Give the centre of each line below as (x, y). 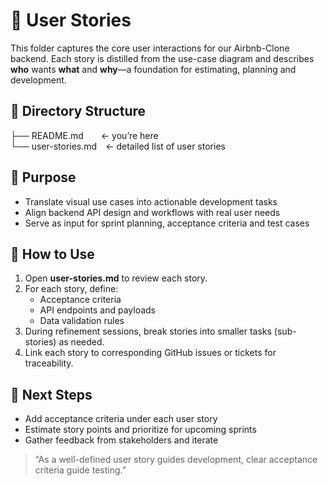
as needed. (81, 342)
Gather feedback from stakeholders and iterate (121, 440)
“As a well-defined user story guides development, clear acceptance (176, 460)
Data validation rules (82, 321)
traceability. (49, 363)
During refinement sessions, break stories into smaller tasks (148, 331)
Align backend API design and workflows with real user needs (152, 212)
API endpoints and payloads (97, 310)
